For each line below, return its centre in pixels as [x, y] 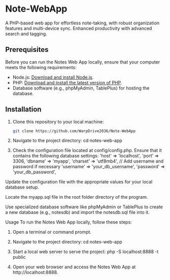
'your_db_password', [34, 172]
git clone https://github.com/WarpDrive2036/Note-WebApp [74, 131]
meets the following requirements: [41, 67]
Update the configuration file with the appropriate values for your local [79, 182]
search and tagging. [26, 34]
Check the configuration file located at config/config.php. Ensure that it [87, 150]
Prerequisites [27, 50]
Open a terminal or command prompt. [52, 232]
